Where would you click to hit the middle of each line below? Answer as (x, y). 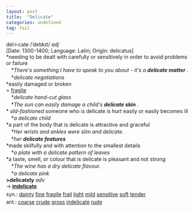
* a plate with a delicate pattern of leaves (60, 152)
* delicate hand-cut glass (41, 97)
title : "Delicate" (30, 17)
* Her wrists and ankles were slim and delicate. (67, 132)
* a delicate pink (30, 173)
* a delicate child (31, 118)
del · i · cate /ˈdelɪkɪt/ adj (33, 45)
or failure (17, 63)
